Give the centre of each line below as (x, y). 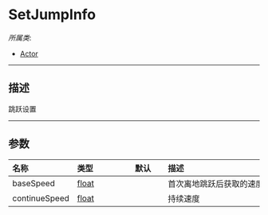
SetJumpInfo (52, 15)
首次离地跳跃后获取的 (208, 183)
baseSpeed (34, 183)
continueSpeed (41, 198)
